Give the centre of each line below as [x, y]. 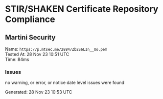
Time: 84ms [17, 59]
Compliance [30, 19]
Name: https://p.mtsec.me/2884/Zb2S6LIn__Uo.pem [56, 49]
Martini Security [30, 37]
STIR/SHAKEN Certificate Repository [82, 9]
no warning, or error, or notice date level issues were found [65, 83]
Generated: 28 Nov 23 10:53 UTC [39, 92]
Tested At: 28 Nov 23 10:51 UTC [37, 54]
